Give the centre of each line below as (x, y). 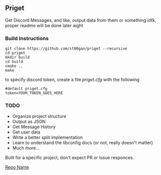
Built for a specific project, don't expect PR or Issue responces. (70, 158)
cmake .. (14, 66)
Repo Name (17, 167)
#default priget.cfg (27, 89)
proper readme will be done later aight (44, 25)
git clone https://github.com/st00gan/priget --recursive (66, 49)
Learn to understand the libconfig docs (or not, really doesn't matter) (82, 143)
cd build (14, 62)
